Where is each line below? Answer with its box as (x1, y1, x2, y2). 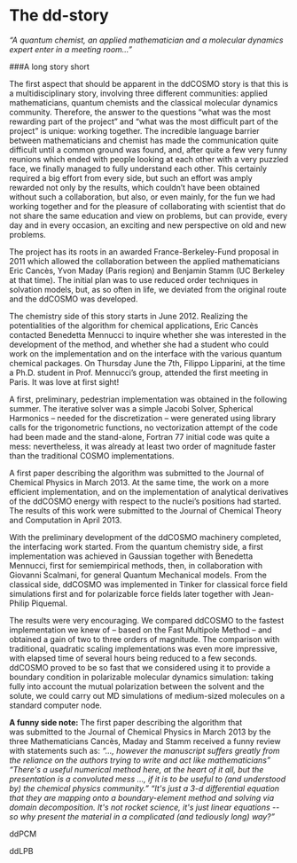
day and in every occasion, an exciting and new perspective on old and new (9, 219, 286, 231)
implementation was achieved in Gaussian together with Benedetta (9, 551, 254, 561)
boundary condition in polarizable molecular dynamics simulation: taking (9, 671, 274, 682)
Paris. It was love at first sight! (9, 376, 120, 387)
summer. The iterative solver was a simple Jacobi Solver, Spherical (9, 403, 254, 413)
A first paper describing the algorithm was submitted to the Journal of (9, 467, 264, 478)
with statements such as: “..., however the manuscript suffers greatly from (9, 745, 281, 756)
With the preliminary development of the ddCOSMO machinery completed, (9, 531, 282, 542)
